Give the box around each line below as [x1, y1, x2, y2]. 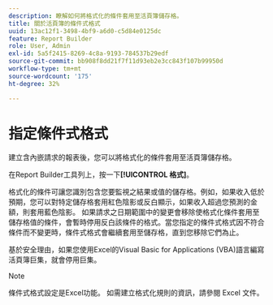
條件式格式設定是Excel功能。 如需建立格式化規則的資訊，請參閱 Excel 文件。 [8, 288, 264, 298]
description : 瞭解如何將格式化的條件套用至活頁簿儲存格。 [8, 11, 183, 20]
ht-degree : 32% [8, 79, 60, 88]
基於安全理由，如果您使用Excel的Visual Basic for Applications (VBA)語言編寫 [8, 245, 265, 255]
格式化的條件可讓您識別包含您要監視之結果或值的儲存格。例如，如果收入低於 [8, 187, 265, 197]
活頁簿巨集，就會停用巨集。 [8, 255, 102, 264]
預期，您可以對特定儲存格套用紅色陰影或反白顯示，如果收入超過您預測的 [8, 197, 250, 207]
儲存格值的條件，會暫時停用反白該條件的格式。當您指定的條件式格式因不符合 [8, 217, 265, 227]
